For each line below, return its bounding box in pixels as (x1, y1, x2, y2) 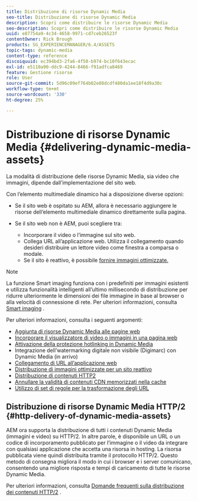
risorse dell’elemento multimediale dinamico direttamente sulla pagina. (14, 208, 186, 215)
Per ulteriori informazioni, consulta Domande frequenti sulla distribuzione (6, 482, 184, 490)
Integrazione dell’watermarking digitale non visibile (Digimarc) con (14, 347, 176, 354)
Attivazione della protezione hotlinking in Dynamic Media (14, 340, 153, 347)
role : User (6, 75, 33, 81)
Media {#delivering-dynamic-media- (6, 140, 191, 154)
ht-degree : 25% (6, 97, 44, 103)
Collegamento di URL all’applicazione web (14, 359, 117, 366)
